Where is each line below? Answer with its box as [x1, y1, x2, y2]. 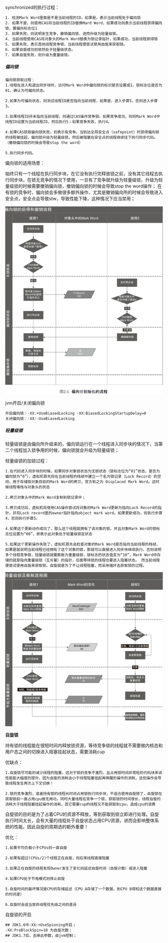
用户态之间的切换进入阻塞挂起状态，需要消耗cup [5, 748, 105, 754]
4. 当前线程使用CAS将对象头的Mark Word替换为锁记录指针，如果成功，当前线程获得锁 [5, 36, 158, 41]
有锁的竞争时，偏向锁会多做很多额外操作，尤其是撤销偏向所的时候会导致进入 [5, 189, 163, 195]
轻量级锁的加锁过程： [5, 457, 49, 463]
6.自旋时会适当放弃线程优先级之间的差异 [5, 902, 77, 907]
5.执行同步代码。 [5, 150, 36, 155]
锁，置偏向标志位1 [5, 26, 37, 31]
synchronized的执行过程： [5, 4, 60, 10]
